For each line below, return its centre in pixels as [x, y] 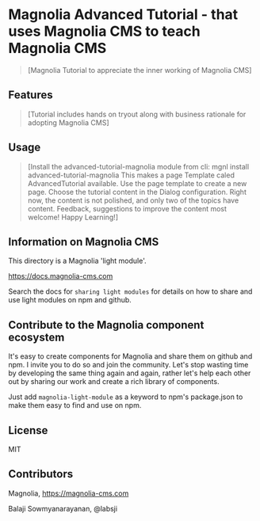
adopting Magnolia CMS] [68, 122]
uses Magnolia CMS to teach [104, 31]
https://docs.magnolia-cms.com [61, 276]
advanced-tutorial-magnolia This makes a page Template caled [131, 175]
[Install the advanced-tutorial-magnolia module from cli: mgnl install [138, 166]
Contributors [41, 474]
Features [31, 95]
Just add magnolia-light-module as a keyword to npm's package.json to [126, 397]
